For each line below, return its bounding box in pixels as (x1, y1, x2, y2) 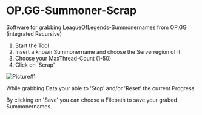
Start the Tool (15, 42, 50, 49)
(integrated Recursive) (6, 30, 62, 37)
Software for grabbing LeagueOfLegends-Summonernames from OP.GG (6, 24, 187, 31)
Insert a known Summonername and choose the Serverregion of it (15, 48, 181, 55)
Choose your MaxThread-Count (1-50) (15, 54, 112, 62)
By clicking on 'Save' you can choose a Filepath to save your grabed (6, 96, 178, 103)
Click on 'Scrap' (15, 61, 55, 68)
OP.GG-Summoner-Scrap (6, 4, 137, 18)
